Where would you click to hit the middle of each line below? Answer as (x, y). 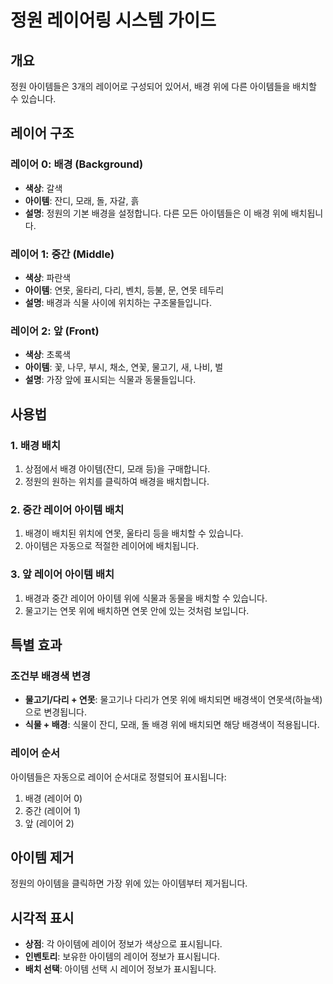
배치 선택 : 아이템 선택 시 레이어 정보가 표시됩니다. (120, 969)
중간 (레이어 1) (52, 810)
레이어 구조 (42, 133)
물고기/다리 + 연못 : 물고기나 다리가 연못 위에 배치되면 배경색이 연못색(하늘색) (173, 700)
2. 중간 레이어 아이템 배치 (67, 509)
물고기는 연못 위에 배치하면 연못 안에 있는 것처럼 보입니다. (137, 610)
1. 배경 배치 (35, 445)
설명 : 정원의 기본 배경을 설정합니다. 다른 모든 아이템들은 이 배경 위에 (156, 213)
